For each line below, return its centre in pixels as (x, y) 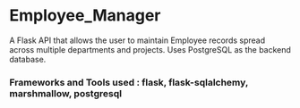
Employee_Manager (85, 16)
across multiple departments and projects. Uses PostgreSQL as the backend (150, 49)
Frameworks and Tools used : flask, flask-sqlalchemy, (129, 82)
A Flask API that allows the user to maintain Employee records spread (137, 40)
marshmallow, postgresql (66, 93)
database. (28, 59)
